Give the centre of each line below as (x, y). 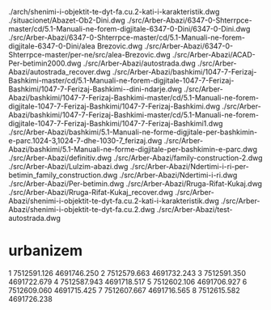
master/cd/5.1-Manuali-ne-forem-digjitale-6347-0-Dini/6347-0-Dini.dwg (129, 29)
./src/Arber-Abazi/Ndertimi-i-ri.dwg (178, 175)
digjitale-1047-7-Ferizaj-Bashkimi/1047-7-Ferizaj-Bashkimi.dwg (114, 106)
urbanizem (46, 251)
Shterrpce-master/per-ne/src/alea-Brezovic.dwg (90, 55)
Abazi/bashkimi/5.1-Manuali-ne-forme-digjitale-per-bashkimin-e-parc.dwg (133, 149)
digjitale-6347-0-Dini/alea (52, 46)
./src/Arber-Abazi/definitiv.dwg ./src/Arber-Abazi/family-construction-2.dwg (135, 158)
